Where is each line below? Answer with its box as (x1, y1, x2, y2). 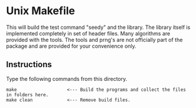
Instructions (6, 60, 52, 70)
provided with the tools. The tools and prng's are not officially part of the (6, 36, 183, 43)
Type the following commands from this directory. (6, 75, 128, 82)
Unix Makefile (6, 4, 76, 18)
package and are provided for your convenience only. (6, 42, 137, 50)
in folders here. (6, 91, 49, 98)
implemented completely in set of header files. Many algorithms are (6, 30, 171, 37)
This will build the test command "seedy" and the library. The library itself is (6, 24, 191, 31)
